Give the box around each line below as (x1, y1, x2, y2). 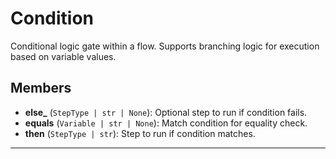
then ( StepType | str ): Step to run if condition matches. (24, 127, 256, 139)
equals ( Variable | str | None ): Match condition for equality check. (24, 117, 308, 129)
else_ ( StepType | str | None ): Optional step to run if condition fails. (24, 106, 308, 118)
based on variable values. (10, 50, 117, 62)
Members (10, 80, 72, 97)
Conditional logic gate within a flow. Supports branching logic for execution (10, 40, 320, 52)
